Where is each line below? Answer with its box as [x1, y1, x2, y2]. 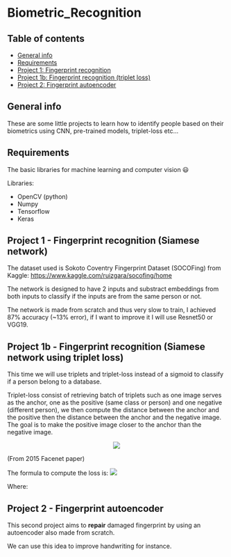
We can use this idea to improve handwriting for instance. [7, 542, 172, 551]
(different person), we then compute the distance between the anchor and [7, 406, 220, 414]
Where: [7, 483, 28, 491]
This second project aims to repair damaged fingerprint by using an [7, 521, 201, 530]
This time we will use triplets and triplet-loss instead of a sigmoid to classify [7, 370, 224, 379]
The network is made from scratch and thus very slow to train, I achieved [7, 306, 216, 314]
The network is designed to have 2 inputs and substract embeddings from [7, 285, 219, 293]
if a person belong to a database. [7, 377, 102, 386]
